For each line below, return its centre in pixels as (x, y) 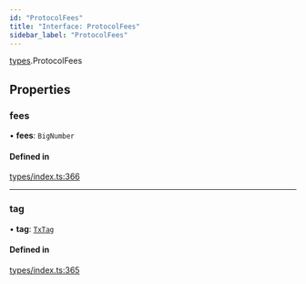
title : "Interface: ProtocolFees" (75, 26)
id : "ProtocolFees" (46, 18)
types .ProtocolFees (46, 61)
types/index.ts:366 (45, 177)
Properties (40, 89)
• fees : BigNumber (42, 136)
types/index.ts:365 (45, 269)
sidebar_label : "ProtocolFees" (69, 35)
